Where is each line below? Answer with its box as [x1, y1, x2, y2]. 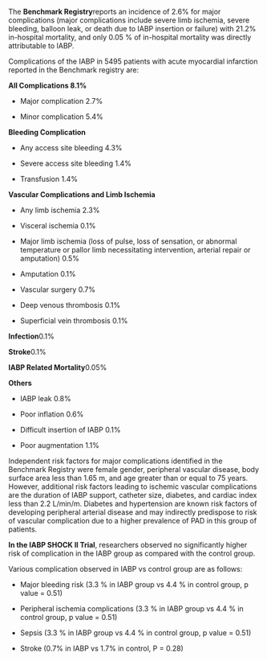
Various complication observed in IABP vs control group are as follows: [8, 565, 243, 573]
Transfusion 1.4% [19, 174, 79, 183]
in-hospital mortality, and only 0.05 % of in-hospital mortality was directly [8, 32, 252, 42]
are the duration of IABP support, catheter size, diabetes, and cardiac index [8, 491, 257, 499]
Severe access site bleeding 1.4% [19, 158, 132, 168]
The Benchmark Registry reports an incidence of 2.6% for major [8, 7, 221, 16]
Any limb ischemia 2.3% [19, 205, 100, 215]
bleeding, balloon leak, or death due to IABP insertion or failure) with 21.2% [8, 24, 257, 33]
